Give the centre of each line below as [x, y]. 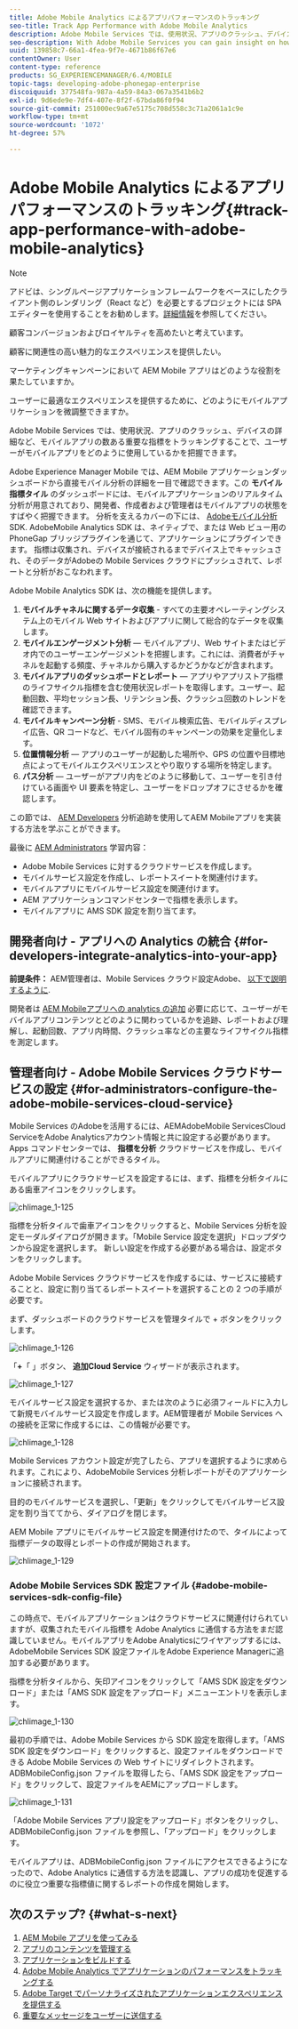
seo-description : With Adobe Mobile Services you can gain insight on [142, 42]
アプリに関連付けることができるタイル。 [90, 1159]
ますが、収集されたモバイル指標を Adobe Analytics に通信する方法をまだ [142, 1629]
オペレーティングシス [247, 609]
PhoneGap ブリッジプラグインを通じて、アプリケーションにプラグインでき [145, 538]
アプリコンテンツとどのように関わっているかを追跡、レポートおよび [157, 1019]
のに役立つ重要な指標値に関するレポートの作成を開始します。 [122, 1883]
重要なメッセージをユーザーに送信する [92, 2015]
